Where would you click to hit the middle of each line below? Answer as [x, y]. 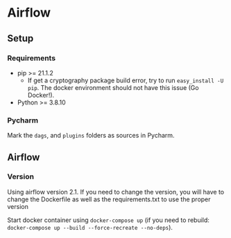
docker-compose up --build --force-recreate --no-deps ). [90, 227]
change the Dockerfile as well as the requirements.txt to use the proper [109, 199]
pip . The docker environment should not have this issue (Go [113, 87]
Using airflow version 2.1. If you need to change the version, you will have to [115, 192]
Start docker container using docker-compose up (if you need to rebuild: [109, 220]
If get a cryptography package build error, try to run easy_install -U [126, 80]
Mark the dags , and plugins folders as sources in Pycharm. [91, 136]
